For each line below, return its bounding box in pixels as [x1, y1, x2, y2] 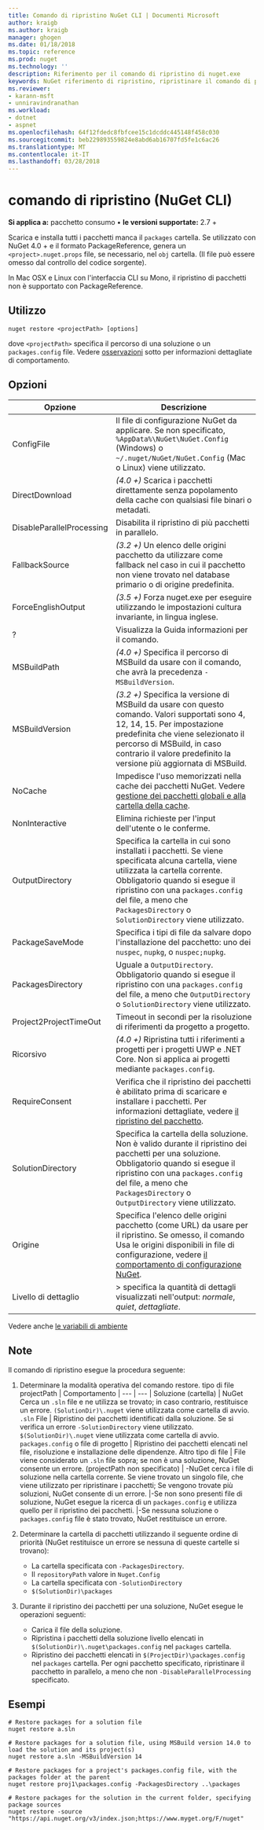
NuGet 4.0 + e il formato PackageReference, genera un [8, 241, 186, 251]
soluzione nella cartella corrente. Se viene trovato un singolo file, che [19, 1472, 244, 1482]
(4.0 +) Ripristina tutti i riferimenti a [115, 1034, 245, 1045]
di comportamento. [8, 355, 71, 365]
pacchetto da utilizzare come [115, 549, 223, 560]
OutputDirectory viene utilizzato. [115, 1196, 236, 1207]
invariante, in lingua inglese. [115, 611, 218, 622]
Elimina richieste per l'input [115, 813, 216, 824]
